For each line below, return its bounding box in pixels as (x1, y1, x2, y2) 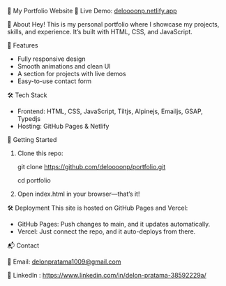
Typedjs (17, 115, 40, 122)
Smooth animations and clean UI (17, 62, 111, 70)
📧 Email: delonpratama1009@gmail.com (7, 257, 121, 266)
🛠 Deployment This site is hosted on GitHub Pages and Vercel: (7, 203, 188, 212)
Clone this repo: (17, 149, 63, 157)
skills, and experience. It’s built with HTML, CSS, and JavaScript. (7, 28, 193, 36)
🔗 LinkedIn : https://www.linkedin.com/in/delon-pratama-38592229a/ (7, 271, 207, 279)
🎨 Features (7, 41, 38, 49)
